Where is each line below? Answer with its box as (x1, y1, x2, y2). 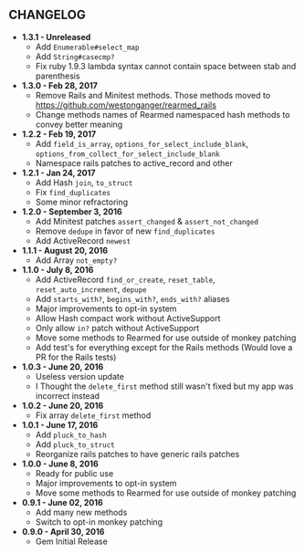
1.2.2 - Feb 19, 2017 (21, 128, 97, 140)
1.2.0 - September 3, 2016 (21, 205, 122, 217)
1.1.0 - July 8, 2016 (21, 264, 94, 275)
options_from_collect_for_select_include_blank (35, 150, 220, 159)
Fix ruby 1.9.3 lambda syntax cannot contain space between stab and (35, 60, 297, 71)
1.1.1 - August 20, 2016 (21, 245, 109, 256)
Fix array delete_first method (35, 410, 152, 421)
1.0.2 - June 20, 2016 (21, 400, 104, 411)
